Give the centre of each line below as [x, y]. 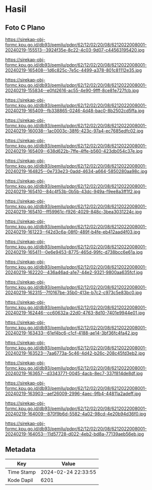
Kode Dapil [20, 480]
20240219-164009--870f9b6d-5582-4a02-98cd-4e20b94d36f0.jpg [76, 414]
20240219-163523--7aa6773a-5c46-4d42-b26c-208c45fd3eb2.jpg [75, 353]
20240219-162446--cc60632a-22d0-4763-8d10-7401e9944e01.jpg [75, 313]
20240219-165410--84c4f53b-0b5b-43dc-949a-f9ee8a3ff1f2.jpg [73, 192]
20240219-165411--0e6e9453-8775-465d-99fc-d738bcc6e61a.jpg [74, 252]
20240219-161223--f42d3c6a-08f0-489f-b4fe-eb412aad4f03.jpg [73, 232]
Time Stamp [22, 472]
